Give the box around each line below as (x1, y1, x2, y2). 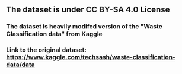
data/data (6, 60, 36, 69)
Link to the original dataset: (6, 46, 87, 54)
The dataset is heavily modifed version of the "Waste (6, 22, 163, 31)
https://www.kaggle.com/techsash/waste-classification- (6, 53, 176, 62)
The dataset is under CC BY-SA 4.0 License (6, 5, 170, 15)
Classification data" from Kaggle (6, 30, 103, 38)
